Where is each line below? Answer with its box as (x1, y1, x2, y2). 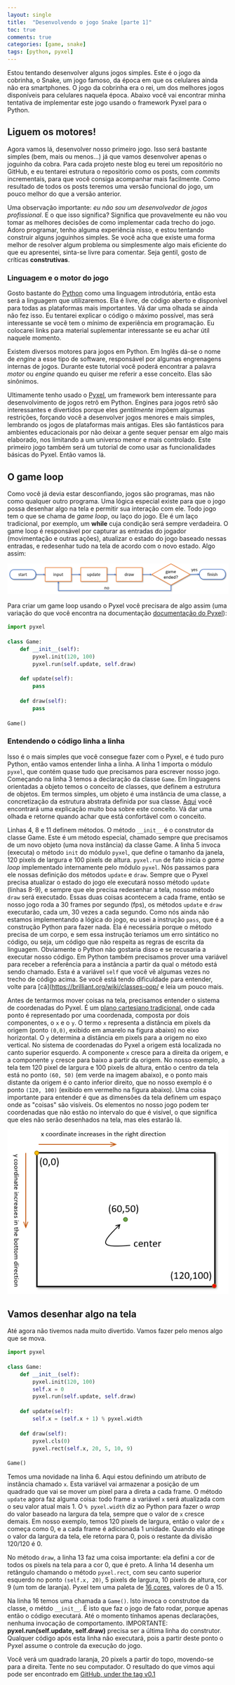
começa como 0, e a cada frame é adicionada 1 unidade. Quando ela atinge (7, 1525, 226, 1533)
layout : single (7, 11, 52, 18)
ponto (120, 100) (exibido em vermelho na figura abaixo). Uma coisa (7, 1085, 206, 1094)
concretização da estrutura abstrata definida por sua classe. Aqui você (7, 797, 213, 806)
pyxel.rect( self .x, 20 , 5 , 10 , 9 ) (32, 1445, 133, 1452)
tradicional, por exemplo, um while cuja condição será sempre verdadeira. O (7, 519, 229, 527)
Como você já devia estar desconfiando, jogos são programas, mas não (7, 489, 215, 498)
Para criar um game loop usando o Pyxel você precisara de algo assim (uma (7, 601, 227, 610)
